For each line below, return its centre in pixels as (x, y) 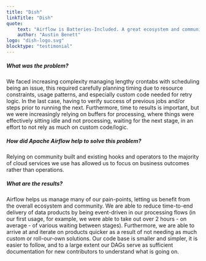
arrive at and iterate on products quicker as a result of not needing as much (102, 232)
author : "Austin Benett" (49, 35)
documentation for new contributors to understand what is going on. (93, 251)
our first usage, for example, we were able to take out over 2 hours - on (97, 219)
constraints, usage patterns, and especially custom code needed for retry (99, 94)
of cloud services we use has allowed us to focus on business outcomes (98, 163)
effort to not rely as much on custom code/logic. (67, 127)
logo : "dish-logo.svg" (35, 41)
